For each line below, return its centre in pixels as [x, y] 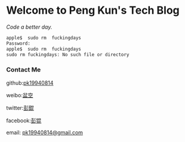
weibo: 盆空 [20, 95]
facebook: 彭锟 [24, 121]
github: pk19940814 [30, 83]
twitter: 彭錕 [20, 107]
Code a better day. [29, 27]
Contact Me [24, 70]
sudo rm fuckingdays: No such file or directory [68, 54]
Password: [18, 43]
